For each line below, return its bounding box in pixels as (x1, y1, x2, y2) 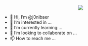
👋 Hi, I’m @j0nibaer (9, 14, 49, 20)
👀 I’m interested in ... (9, 19, 52, 25)
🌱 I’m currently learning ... (9, 25, 63, 30)
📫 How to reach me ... (9, 36, 56, 41)
